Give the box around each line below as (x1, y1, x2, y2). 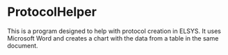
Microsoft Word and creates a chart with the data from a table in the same (7, 34, 219, 42)
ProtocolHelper (7, 4, 97, 20)
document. (7, 41, 38, 49)
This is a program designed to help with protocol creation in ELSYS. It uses (7, 27, 221, 35)
